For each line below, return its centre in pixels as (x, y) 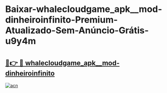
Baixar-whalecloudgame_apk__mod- (84, 9)
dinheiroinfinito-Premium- (62, 20)
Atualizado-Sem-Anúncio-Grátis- (77, 30)
